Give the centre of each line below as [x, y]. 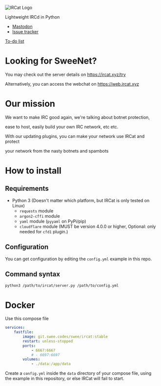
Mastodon [22, 26]
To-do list [15, 41]
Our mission [30, 104]
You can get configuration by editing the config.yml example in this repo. [79, 259]
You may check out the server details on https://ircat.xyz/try [65, 74]
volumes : [31, 360]
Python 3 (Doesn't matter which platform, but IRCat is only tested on [81, 200]
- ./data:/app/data [51, 364]
